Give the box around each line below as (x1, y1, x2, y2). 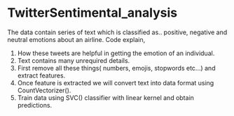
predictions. (17, 101, 53, 109)
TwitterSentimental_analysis (7, 5, 177, 21)
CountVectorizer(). (17, 86, 71, 94)
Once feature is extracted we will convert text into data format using (17, 78, 214, 87)
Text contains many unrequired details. (17, 56, 130, 64)
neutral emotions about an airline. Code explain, (7, 35, 146, 43)
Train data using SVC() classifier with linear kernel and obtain (17, 93, 195, 102)
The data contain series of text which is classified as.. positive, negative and (7, 28, 228, 36)
